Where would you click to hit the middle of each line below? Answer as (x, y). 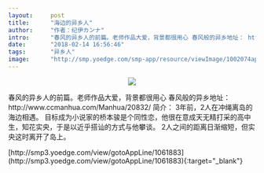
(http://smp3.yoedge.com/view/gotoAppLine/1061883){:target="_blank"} (126, 160)
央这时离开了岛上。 (39, 136)
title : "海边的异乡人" (50, 23)
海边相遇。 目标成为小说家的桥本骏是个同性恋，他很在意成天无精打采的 (123, 117)
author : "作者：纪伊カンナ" (56, 30)
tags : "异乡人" (42, 52)
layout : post (37, 15)
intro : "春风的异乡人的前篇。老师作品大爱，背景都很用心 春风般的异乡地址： (126, 37)
